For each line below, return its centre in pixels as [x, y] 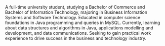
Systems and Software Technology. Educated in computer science [73, 17]
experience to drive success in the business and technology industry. [76, 38]
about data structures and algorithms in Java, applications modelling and [79, 28]
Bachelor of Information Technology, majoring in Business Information [76, 12]
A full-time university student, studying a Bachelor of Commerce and [75, 7]
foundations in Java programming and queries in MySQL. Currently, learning [83, 23]
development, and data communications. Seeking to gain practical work [78, 33]
